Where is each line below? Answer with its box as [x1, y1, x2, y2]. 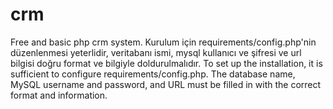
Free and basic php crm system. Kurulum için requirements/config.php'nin [10, 36, 317, 48]
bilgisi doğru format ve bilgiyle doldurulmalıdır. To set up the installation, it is [10, 57, 323, 69]
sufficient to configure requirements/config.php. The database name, [10, 68, 296, 80]
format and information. [10, 89, 108, 101]
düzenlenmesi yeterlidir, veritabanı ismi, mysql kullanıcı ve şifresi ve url [10, 46, 302, 58]
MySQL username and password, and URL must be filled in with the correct [10, 78, 322, 90]
